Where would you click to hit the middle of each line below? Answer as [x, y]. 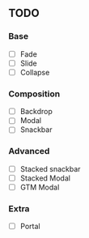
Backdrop [36, 112]
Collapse [35, 72]
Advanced [29, 151]
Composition [34, 94]
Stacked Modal [45, 178]
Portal [30, 227]
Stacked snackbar [50, 168]
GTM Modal [40, 187]
